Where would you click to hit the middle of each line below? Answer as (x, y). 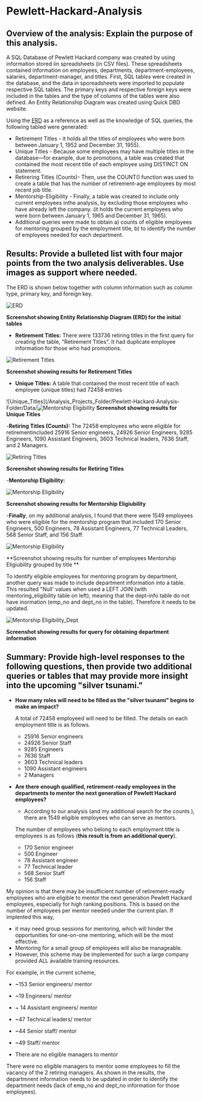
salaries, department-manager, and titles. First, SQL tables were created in (99, 76)
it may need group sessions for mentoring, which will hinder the (94, 928)
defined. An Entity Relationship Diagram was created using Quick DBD (93, 102)
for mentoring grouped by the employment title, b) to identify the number (105, 228)
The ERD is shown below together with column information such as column (99, 287)
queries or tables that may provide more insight (97, 676)
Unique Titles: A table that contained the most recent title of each (97, 383)
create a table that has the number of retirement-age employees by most (105, 183)
